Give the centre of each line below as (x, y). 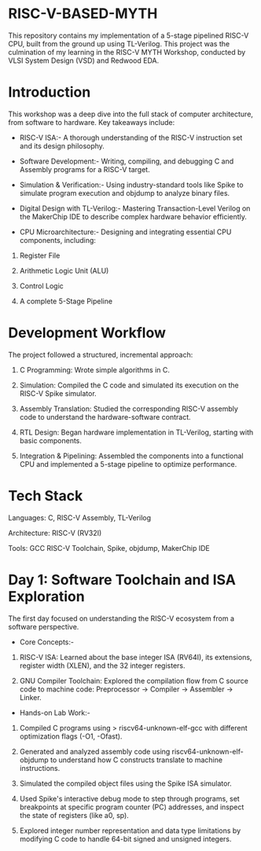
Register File (40, 255)
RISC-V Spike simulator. (58, 393)
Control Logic (42, 286)
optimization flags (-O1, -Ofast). (71, 736)
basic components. (51, 440)
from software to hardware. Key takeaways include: (92, 122)
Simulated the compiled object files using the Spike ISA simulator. (125, 783)
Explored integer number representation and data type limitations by (130, 831)
